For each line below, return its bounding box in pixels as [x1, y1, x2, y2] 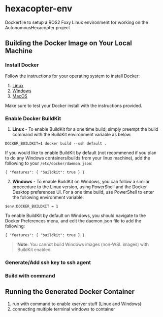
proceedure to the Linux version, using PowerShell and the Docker [12, 184, 147, 190]
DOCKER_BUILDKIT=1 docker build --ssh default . [5, 141, 107, 146]
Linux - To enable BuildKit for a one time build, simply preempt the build [12, 126, 159, 132]
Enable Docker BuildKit [5, 115, 62, 122]
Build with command [5, 272, 56, 279]
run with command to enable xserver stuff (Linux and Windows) [12, 301, 142, 307]
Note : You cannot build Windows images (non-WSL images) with [17, 241, 149, 247]
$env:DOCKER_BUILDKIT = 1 [5, 204, 58, 209]
